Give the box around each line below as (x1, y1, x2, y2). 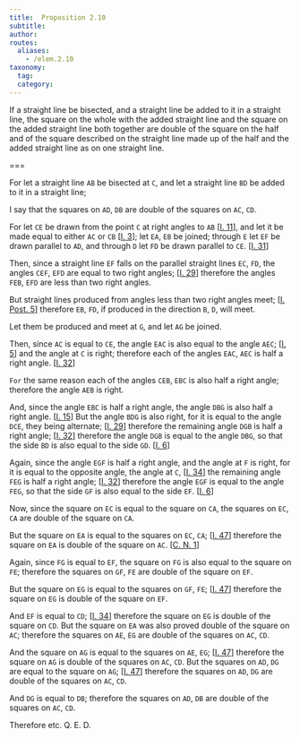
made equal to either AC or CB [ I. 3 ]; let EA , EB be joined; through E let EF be (9, 230, 280, 242)
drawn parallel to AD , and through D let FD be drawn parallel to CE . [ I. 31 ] (9, 240, 270, 251)
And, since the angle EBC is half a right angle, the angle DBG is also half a (9, 401, 273, 412)
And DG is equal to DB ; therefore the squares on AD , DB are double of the (9, 692, 270, 703)
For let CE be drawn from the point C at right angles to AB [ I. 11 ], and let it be (9, 221, 284, 232)
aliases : (17, 47, 50, 56)
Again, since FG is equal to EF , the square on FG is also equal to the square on (9, 556, 292, 567)
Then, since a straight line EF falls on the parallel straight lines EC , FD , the (9, 257, 276, 269)
